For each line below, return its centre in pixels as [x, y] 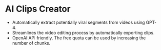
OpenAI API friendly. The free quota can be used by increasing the [79, 38]
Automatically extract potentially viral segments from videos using [79, 22]
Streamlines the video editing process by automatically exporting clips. [83, 33]
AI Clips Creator [38, 9]
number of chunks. [31, 43]
